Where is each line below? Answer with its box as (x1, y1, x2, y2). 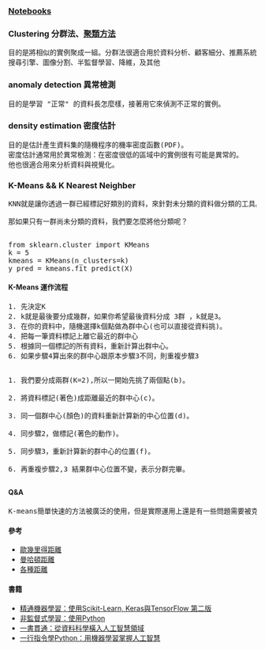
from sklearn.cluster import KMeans (8, 240, 150, 249)
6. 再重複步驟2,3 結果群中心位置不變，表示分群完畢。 (8, 465, 189, 474)
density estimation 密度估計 (8, 120, 116, 131)
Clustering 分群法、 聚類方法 (8, 28, 116, 39)
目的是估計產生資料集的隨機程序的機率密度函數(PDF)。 (8, 140, 188, 149)
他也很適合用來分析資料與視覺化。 (8, 160, 119, 169)
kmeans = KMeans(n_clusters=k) (8, 255, 129, 265)
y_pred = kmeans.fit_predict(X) (8, 263, 133, 273)
